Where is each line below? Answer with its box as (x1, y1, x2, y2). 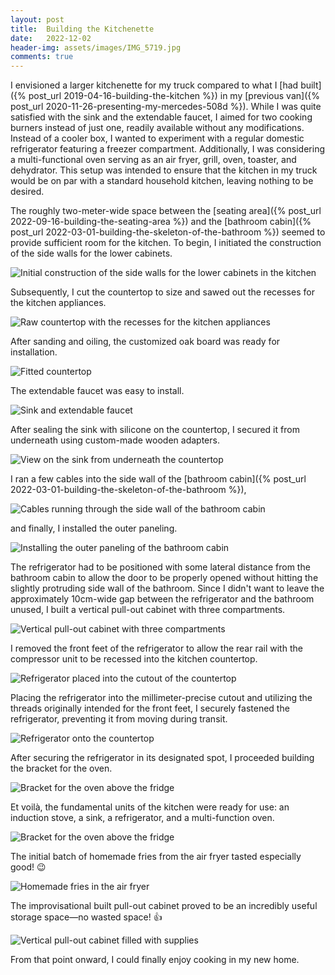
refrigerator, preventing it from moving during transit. (10, 713, 228, 725)
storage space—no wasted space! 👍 (10, 911, 163, 923)
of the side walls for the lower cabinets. (10, 247, 173, 260)
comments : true (10, 52, 74, 62)
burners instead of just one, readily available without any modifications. (10, 122, 305, 134)
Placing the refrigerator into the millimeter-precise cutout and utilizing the (10, 692, 313, 704)
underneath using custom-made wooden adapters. (10, 434, 220, 446)
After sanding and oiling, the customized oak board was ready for (10, 336, 281, 348)
